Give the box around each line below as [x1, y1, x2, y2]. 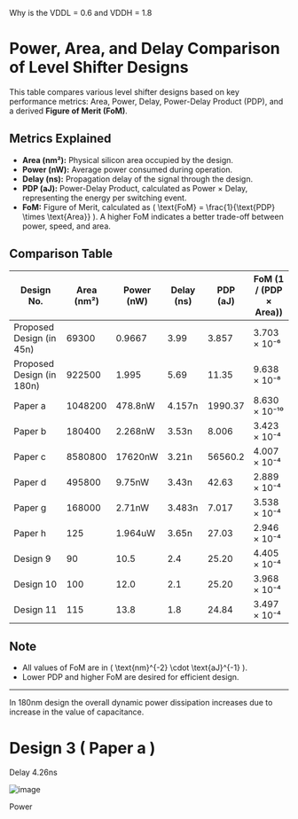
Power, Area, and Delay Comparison [9, 39, 281, 58]
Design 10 [13, 578, 58, 590]
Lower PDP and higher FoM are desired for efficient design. [21, 672, 239, 682]
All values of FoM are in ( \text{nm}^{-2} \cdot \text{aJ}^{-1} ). [21, 662, 248, 673]
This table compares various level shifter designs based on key [9, 86, 239, 97]
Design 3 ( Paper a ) [9, 737, 156, 758]
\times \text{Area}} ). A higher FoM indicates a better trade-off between [21, 211, 284, 222]
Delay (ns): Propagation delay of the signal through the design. [21, 173, 254, 184]
